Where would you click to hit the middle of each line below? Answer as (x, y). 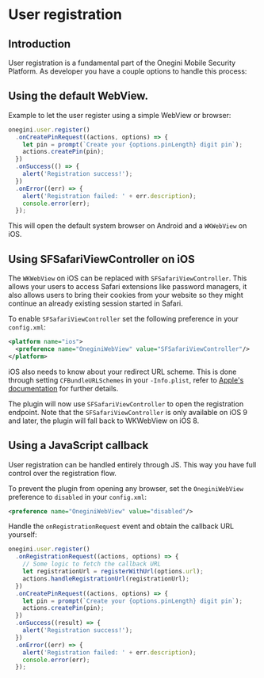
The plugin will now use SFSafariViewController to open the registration (126, 404)
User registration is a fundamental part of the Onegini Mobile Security (122, 63)
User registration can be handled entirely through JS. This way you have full (132, 464)
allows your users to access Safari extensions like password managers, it (128, 287)
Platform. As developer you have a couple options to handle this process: (128, 71)
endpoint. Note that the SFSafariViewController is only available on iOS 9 (128, 412)
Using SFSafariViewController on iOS (102, 259)
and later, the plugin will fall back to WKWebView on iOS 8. (104, 421)
